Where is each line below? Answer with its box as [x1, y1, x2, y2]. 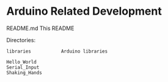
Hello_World [6, 59, 37, 65]
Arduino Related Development [6, 4, 162, 18]
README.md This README [6, 24, 75, 32]
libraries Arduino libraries [6, 48, 108, 54]
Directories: [6, 36, 35, 43]
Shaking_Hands [6, 69, 43, 76]
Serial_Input [6, 64, 40, 70]
